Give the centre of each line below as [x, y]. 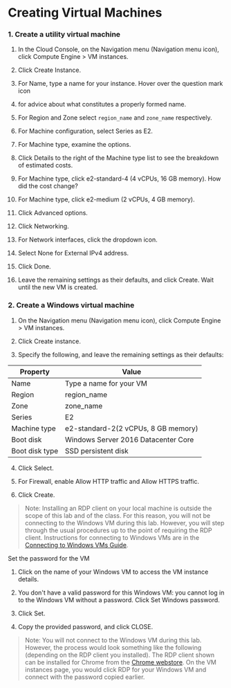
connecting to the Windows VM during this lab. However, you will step [124, 523]
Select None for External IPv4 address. [73, 253]
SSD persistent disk [97, 451]
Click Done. [34, 266]
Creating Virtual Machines [85, 13]
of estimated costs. [45, 165]
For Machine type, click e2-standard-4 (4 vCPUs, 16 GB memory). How [119, 179]
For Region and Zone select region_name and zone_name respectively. [115, 118]
